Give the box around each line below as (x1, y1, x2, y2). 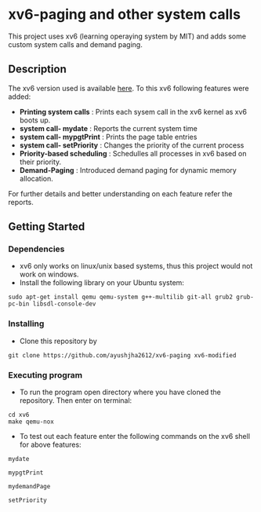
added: (8, 92, 31, 101)
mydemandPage (8, 483, 51, 491)
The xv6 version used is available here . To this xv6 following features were (8, 83, 249, 93)
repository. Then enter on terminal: (19, 396, 132, 405)
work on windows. (19, 269, 79, 280)
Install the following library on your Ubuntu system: (19, 278, 184, 287)
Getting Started (8, 220, 85, 233)
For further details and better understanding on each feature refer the (8, 188, 233, 198)
